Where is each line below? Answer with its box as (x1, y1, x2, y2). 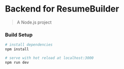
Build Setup (5, 31, 33, 38)
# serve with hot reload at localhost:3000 (5, 55, 94, 60)
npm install (5, 47, 29, 52)
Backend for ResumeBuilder (5, 3, 119, 14)
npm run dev (5, 60, 29, 65)
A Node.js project (16, 19, 52, 25)
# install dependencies (5, 42, 53, 47)
